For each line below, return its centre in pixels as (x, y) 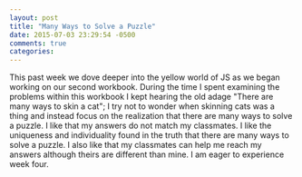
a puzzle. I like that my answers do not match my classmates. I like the (141, 126)
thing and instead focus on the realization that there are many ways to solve (151, 116)
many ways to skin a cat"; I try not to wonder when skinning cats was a (142, 106)
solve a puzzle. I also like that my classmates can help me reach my (136, 145)
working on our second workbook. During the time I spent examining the (145, 87)
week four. (29, 164)
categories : (32, 52)
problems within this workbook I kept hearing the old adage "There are (141, 97)
